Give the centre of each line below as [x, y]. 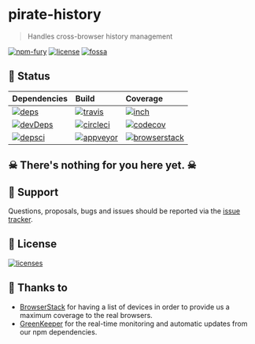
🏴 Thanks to [38, 288]
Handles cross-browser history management [100, 36]
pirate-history [55, 15]
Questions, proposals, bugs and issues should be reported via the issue [124, 211]
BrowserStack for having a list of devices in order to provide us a [124, 307]
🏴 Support [33, 192]
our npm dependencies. [58, 331]
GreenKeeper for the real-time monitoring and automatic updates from [133, 324]
